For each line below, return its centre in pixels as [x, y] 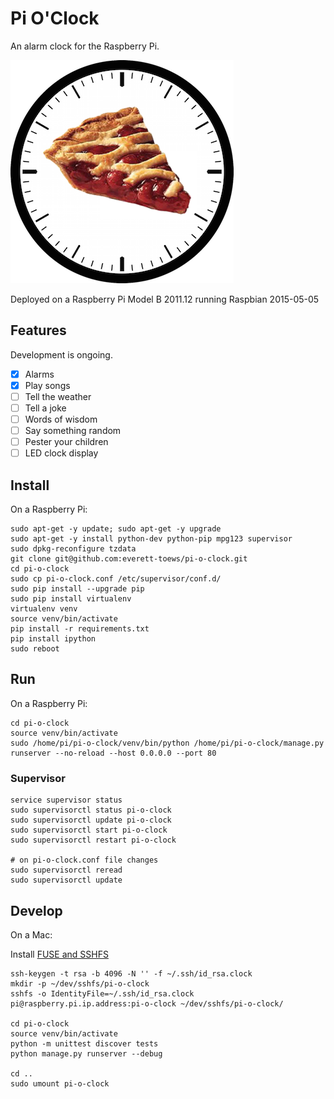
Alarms [39, 374]
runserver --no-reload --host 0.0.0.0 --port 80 [113, 753]
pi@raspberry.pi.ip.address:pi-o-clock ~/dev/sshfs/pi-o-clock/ [147, 1003]
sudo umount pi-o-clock [60, 1083]
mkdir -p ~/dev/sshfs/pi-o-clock [80, 983]
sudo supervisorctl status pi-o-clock [91, 810]
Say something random [73, 431]
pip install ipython [53, 639]
